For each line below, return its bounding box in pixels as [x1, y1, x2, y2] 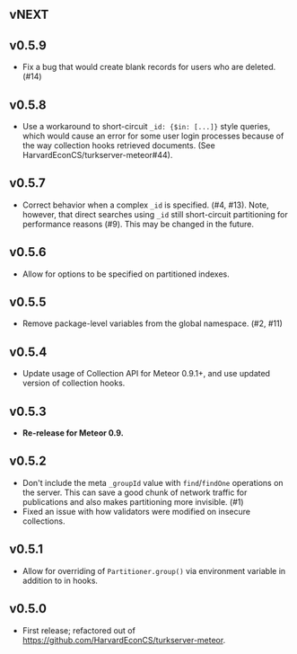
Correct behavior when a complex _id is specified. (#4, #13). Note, [22, 199, 269, 210]
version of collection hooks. [22, 377, 126, 389]
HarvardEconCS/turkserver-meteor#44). [22, 150, 173, 161]
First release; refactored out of [22, 624, 136, 636]
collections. [22, 516, 66, 526]
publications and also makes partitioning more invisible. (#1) [22, 496, 244, 507]
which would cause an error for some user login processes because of [22, 130, 284, 142]
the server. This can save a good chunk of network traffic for [22, 487, 248, 498]
